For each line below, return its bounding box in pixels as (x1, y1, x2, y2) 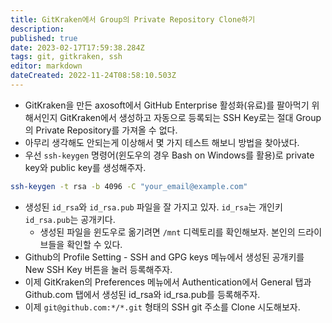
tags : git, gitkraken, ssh (10, 52, 123, 62)
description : (10, 24, 65, 34)
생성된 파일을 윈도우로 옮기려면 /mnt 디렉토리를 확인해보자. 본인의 (39, 226, 296, 238)
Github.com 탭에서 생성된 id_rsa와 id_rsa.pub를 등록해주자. (24, 288, 261, 300)
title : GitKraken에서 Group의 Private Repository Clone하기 (10, 14, 256, 25)
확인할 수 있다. (66, 238, 123, 250)
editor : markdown (10, 61, 83, 71)
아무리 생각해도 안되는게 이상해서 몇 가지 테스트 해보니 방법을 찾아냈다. (24, 136, 300, 148)
